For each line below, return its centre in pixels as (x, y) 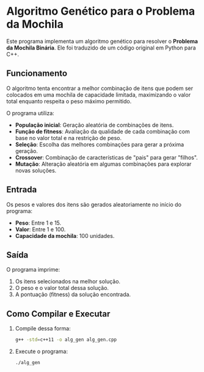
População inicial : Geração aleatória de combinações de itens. (94, 125)
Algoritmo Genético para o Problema (101, 11)
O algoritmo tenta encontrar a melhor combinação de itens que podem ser (100, 88)
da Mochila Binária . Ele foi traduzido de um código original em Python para (101, 48)
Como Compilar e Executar (58, 314)
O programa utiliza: (31, 113)
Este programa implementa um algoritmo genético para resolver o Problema (102, 41)
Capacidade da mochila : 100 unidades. (65, 236)
